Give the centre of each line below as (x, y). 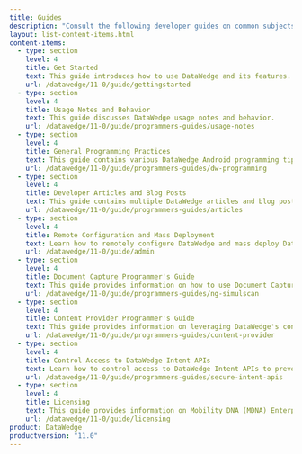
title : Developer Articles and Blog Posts (106, 193)
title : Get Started (62, 68)
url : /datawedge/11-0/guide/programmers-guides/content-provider (151, 335)
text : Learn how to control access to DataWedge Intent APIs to (148, 369)
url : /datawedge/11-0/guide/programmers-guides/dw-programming (147, 168)
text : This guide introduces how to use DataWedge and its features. (159, 76)
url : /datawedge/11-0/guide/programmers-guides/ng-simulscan (142, 293)
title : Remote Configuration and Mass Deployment (120, 235)
